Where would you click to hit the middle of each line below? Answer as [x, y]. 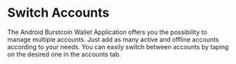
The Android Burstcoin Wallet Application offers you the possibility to [107, 32]
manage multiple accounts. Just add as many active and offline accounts [113, 39]
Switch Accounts [58, 13]
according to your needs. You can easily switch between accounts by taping [118, 47]
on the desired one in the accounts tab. [64, 54]
